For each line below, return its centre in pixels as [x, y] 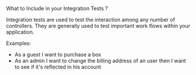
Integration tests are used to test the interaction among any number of [91, 19]
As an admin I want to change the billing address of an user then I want [100, 61]
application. [20, 32]
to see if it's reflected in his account [58, 67]
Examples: [18, 43]
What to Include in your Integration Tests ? [57, 8]
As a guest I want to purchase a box [58, 54]
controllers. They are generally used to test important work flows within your [98, 26]
